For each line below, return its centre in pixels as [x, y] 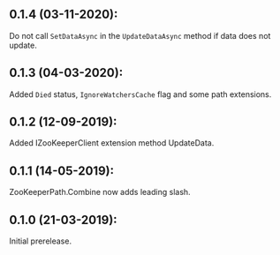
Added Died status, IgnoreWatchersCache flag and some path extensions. [140, 94]
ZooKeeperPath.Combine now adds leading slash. [100, 192]
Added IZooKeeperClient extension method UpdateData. [112, 143]
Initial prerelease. [41, 241]
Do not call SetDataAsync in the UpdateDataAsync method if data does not [140, 35]
